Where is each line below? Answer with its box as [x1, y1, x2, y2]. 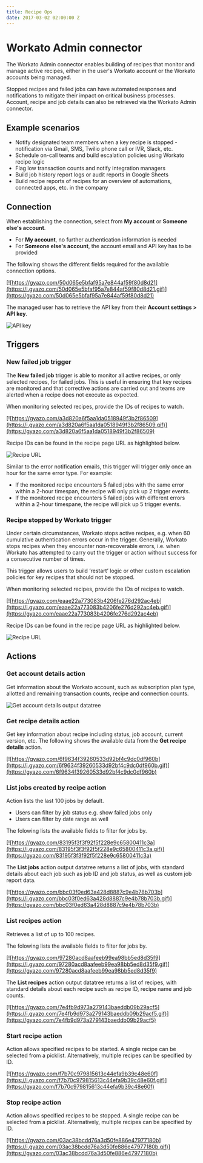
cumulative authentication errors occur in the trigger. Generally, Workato [6, 536, 187, 543]
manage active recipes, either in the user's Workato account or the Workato [6, 68, 196, 75]
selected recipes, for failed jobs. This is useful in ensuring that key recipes [6, 378, 192, 385]
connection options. [6, 267, 56, 274]
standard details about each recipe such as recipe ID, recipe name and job [6, 985, 192, 992]
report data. [6, 877, 36, 884]
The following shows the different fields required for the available [6, 261, 169, 268]
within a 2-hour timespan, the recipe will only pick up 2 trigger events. [15, 487, 190, 495]
